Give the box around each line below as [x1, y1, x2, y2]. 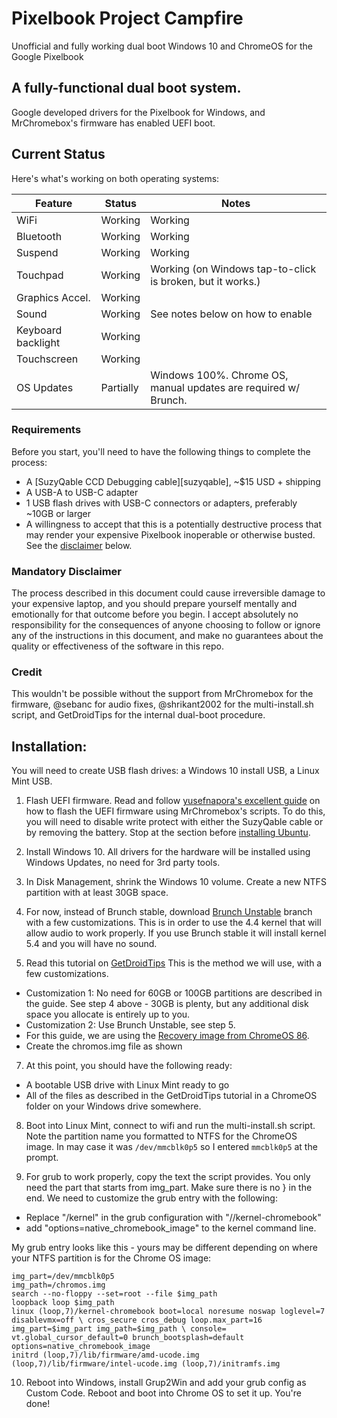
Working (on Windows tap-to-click [150, 262, 317, 276]
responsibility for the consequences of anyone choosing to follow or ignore [11, 619, 321, 631]
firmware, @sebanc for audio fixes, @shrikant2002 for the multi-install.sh [11, 698, 314, 711]
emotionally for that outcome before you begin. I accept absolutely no [11, 608, 299, 621]
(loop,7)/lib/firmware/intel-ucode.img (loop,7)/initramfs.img [11, 1359, 281, 1369]
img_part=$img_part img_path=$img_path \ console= [11, 1324, 227, 1334]
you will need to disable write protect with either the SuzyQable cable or [25, 816, 324, 828]
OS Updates [16, 380, 74, 394]
